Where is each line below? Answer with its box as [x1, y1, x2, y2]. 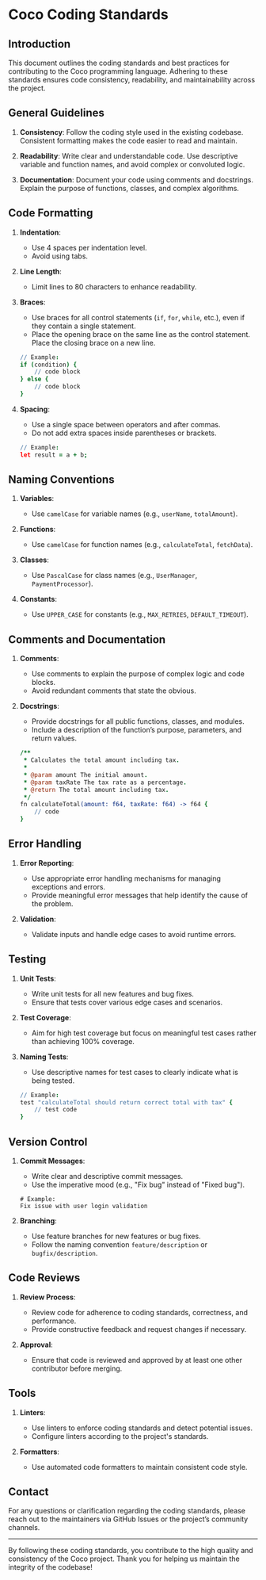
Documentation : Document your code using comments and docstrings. [19, 174, 253, 184]
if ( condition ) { [19, 361, 78, 369]
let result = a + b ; [19, 450, 88, 459]
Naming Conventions [8, 473, 115, 487]
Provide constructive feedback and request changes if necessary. [31, 1324, 247, 1333]
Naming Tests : [19, 1052, 69, 1062]
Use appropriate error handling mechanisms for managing [31, 874, 222, 883]
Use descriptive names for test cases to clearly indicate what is [31, 1067, 239, 1077]
